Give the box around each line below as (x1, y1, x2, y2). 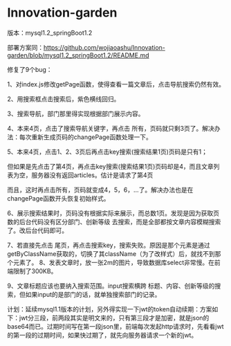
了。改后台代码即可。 (7, 226, 68, 235)
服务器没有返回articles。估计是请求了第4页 (30, 171, 154, 179)
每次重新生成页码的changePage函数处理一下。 (19, 133, 152, 141)
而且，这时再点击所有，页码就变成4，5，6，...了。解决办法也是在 (7, 185, 194, 194)
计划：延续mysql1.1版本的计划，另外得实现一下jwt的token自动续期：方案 (7, 304, 212, 313)
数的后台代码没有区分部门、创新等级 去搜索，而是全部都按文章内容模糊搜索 (7, 217, 221, 226)
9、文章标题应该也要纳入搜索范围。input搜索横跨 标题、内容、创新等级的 (7, 282, 215, 290)
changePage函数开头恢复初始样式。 (7, 194, 110, 202)
